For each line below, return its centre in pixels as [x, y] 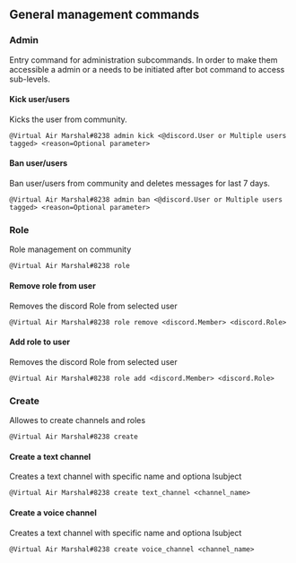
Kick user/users [39, 100]
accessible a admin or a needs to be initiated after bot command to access [147, 69]
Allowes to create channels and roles [78, 420]
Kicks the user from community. [68, 119]
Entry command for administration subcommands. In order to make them [144, 60]
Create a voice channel [53, 512]
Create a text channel [50, 456]
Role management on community [70, 249]
